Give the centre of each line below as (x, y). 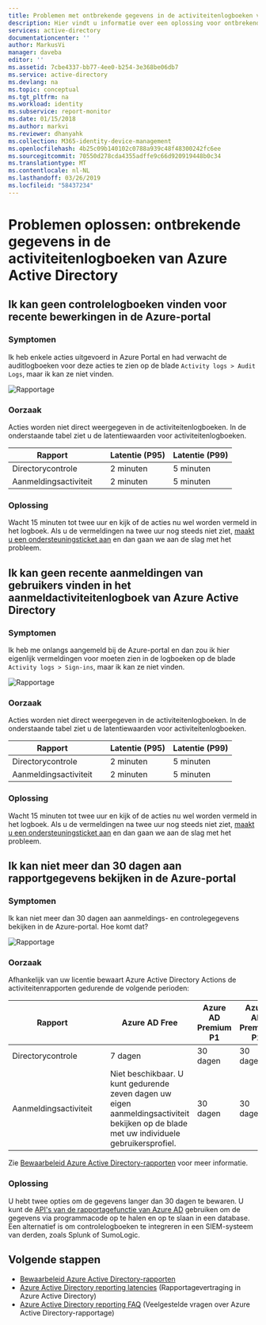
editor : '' (26, 60)
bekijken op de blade (149, 1123)
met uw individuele (145, 1134)
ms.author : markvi (38, 126)
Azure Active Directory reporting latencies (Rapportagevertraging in (130, 1287)
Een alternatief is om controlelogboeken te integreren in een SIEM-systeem (131, 1226)
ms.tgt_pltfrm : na (38, 97)
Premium (214, 1028)
